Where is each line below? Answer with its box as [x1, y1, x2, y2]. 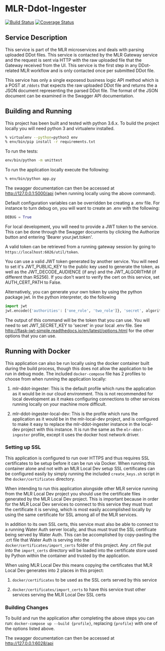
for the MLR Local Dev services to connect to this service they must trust [5, 501, 153, 507]
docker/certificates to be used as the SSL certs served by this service [12, 577, 157, 583]
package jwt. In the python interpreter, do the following [5, 294, 116, 300]
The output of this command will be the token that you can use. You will [5, 317, 150, 323]
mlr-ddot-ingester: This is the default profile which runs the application [12, 385, 156, 391]
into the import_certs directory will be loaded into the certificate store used [5, 547, 158, 553]
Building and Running [5, 107, 72, 116]
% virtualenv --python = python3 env [5, 135, 78, 140]
